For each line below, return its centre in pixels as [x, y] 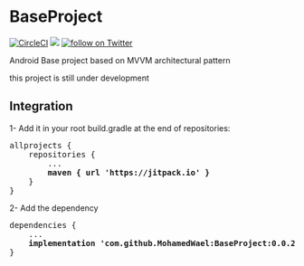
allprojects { [41, 145]
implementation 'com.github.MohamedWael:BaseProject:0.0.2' [165, 243]
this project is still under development [79, 78]
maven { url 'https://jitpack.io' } [129, 172]
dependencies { [43, 225]
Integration [42, 106]
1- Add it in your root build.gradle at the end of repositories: [120, 128]
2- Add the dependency [54, 208]
